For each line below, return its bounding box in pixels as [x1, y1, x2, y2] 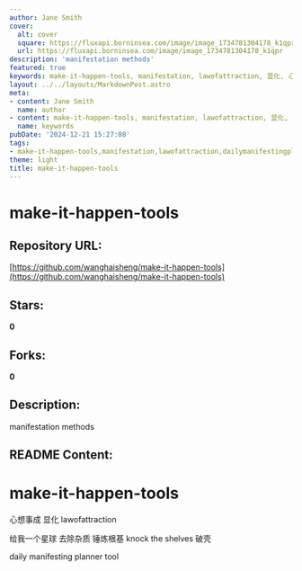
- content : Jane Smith [9, 96, 94, 106]
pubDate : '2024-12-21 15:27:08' [9, 130, 130, 139]
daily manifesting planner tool [9, 551, 120, 562]
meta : [9, 88, 30, 97]
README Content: [9, 447, 113, 463]
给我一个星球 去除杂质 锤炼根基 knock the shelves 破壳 [9, 533, 212, 544]
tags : [9, 138, 30, 147]
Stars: [9, 298, 45, 313]
